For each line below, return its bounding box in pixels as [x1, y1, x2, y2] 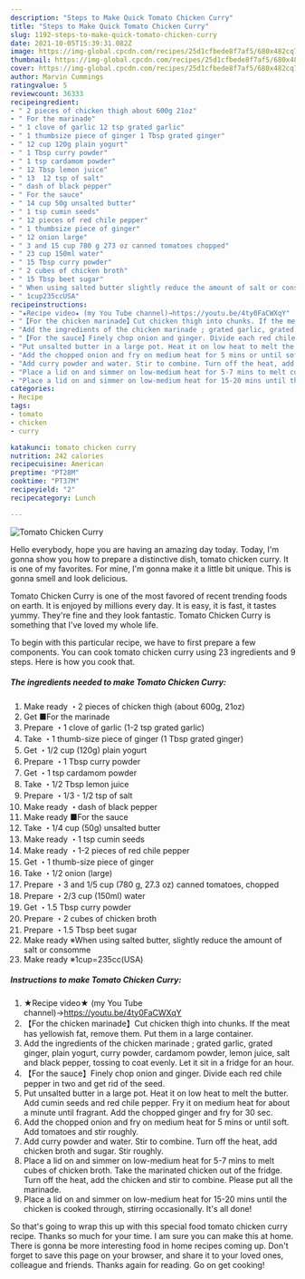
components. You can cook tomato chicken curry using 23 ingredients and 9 [10, 646, 296, 658]
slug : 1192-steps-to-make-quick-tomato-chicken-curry [10, 30, 218, 39]
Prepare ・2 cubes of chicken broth [23, 913, 157, 923]
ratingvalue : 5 [10, 81, 68, 90]
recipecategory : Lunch [10, 493, 96, 503]
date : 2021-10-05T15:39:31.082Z [10, 38, 132, 48]
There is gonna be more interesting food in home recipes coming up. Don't [10, 1240, 289, 1251]
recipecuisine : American [10, 460, 104, 469]
